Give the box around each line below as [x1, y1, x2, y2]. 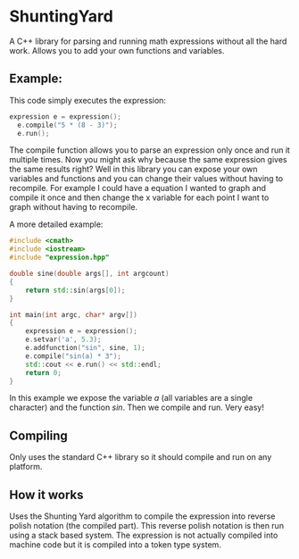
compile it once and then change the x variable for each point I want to [9, 192, 270, 203]
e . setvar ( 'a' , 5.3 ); [25, 335, 102, 345]
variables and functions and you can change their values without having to [9, 173, 284, 184]
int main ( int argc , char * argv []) [9, 310, 138, 319]
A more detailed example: [9, 219, 104, 229]
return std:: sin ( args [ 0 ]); [25, 286, 126, 295]
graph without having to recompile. [9, 202, 138, 213]
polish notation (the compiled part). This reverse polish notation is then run [9, 521, 284, 530]
